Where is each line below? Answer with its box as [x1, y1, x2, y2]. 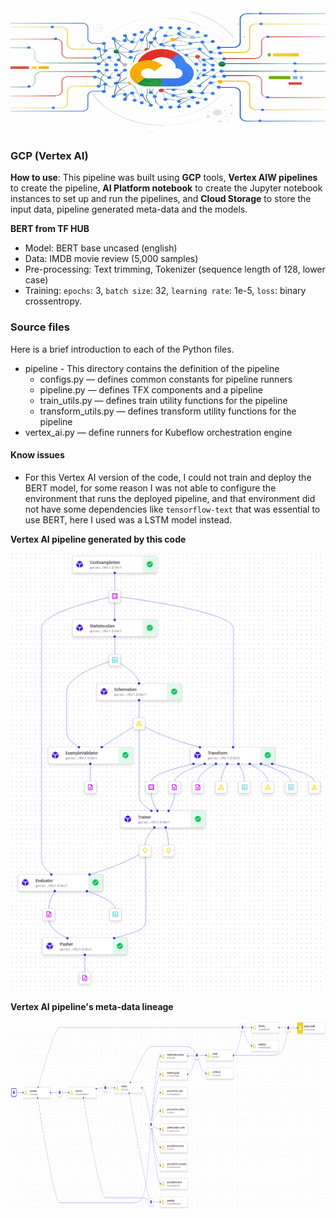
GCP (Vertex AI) [10, 148, 89, 162]
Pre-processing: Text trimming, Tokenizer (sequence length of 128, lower [24, 263, 326, 276]
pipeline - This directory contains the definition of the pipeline [24, 362, 280, 374]
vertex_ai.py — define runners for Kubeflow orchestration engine [24, 426, 293, 438]
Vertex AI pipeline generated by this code [10, 533, 187, 545]
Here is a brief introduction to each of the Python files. [10, 343, 235, 355]
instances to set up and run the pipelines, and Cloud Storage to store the [10, 193, 312, 205]
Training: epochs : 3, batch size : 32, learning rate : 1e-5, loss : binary [24, 285, 307, 297]
